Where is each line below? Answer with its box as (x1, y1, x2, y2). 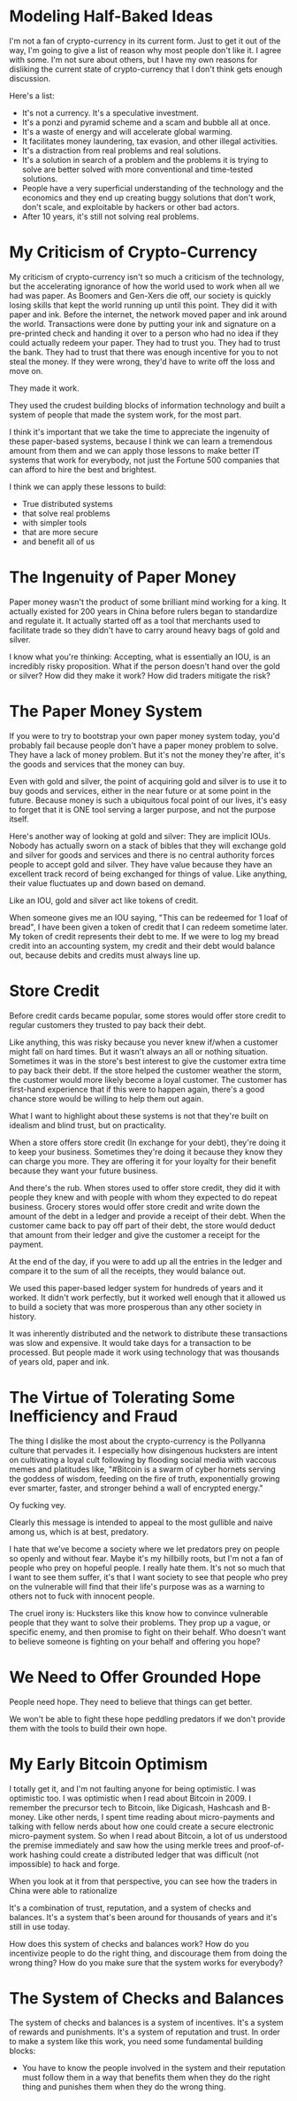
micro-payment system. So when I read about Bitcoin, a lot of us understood (9, 1830, 287, 1840)
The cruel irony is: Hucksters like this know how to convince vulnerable (9, 1607, 269, 1618)
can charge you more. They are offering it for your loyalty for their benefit (9, 1156, 277, 1166)
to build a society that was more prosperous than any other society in (9, 1301, 263, 1312)
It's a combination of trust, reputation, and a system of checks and (9, 1903, 252, 1913)
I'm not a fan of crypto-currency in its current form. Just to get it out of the (9, 35, 281, 46)
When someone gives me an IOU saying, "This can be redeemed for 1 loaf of (9, 912, 288, 922)
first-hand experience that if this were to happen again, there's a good (9, 1084, 265, 1094)
